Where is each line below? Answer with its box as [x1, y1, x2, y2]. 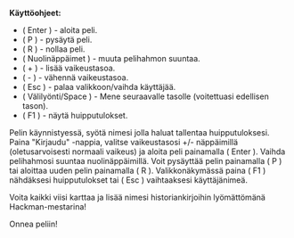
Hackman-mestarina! [9, 201, 87, 212]
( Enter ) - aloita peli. [21, 25, 98, 35]
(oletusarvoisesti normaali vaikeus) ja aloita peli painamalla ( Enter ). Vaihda [9, 146, 286, 157]
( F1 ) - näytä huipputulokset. [21, 111, 128, 120]
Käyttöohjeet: [9, 8, 61, 18]
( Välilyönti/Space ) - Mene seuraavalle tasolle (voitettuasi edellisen [21, 91, 269, 102]
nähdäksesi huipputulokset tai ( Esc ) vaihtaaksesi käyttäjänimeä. [9, 175, 248, 185]
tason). [21, 101, 49, 111]
